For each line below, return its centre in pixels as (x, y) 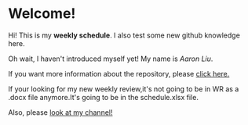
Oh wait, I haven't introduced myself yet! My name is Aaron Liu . (111, 59)
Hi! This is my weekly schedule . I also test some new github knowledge (124, 35)
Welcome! (42, 14)
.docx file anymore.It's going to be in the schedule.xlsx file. (103, 97)
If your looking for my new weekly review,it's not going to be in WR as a (124, 89)
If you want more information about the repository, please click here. (119, 73)
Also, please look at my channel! (60, 112)
